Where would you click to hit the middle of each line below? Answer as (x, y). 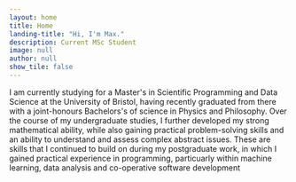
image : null (31, 51)
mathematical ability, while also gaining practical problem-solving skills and (147, 130)
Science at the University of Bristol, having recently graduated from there (143, 101)
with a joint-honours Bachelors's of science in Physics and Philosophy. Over (148, 111)
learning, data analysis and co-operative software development (125, 167)
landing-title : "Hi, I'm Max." (67, 34)
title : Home (31, 26)
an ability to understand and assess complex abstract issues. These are (140, 139)
